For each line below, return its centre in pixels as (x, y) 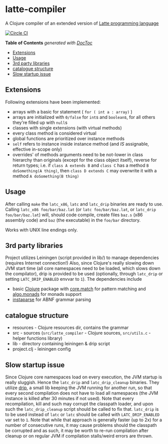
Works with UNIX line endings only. (41, 230)
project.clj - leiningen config (42, 349)
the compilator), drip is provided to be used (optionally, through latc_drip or (84, 274)
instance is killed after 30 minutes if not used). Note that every (70, 398)
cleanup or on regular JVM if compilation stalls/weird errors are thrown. (79, 436)
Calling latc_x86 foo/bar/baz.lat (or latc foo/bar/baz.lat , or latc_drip (81, 209)
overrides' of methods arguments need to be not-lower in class (78, 154)
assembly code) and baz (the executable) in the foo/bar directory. (73, 220)
